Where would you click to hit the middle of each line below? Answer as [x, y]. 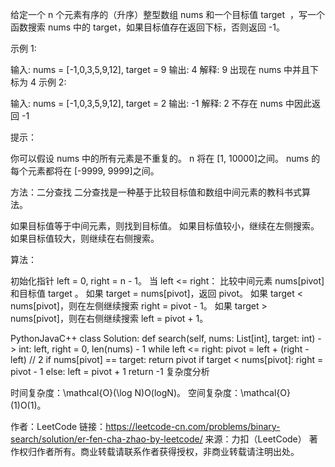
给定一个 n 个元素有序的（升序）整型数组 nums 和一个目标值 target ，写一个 [167, 14]
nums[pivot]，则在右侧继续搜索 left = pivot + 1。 [109, 318]
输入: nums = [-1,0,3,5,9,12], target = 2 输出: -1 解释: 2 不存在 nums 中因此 [161, 103]
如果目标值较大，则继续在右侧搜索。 [85, 238]
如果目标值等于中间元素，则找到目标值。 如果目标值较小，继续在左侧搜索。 [165, 226]
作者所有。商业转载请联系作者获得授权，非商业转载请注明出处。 [168, 451]
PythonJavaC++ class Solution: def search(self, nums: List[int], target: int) [163, 338]
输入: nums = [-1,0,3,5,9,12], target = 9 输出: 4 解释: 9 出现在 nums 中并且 [160, 69]
